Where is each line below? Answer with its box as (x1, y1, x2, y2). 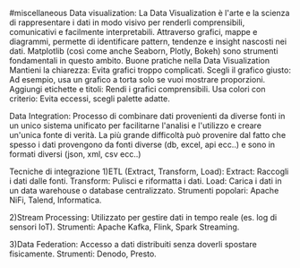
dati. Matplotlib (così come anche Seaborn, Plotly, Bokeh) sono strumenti (9, 46, 279, 56)
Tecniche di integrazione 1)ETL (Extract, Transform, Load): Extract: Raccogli (9, 166, 289, 177)
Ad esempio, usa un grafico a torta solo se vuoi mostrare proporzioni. (9, 74, 266, 84)
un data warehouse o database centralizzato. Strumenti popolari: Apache (9, 186, 279, 195)
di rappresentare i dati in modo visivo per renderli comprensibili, (9, 17, 245, 28)
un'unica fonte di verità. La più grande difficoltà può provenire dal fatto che (9, 130, 287, 140)
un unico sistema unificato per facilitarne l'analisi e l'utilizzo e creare (9, 120, 262, 131)
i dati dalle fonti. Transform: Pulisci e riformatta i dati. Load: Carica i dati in (9, 176, 282, 186)
